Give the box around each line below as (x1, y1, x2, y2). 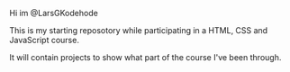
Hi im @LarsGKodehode (9, 8, 99, 18)
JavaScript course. (9, 35, 79, 45)
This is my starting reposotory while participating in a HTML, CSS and (9, 25, 268, 35)
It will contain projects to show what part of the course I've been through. (9, 52, 282, 62)
